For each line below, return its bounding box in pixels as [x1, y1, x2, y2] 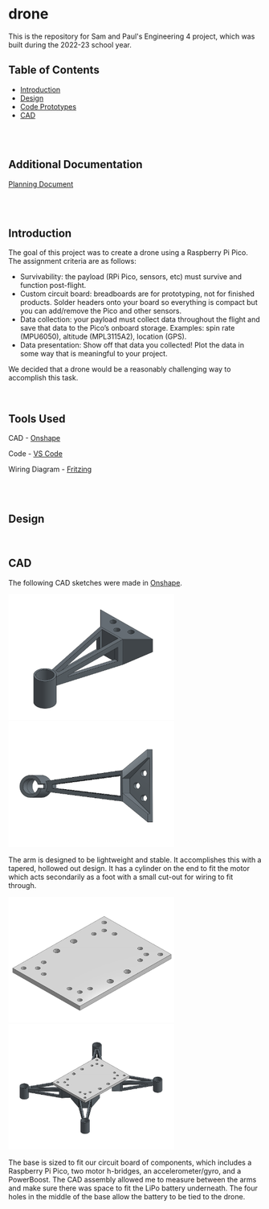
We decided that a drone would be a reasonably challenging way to [8, 364, 231, 374]
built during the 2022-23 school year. [8, 39, 132, 49]
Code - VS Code [8, 449, 63, 459]
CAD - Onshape [8, 434, 61, 443]
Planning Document [8, 179, 74, 189]
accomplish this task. [8, 373, 79, 383]
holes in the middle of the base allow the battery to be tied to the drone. [8, 1191, 246, 1201]
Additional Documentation [8, 158, 143, 171]
